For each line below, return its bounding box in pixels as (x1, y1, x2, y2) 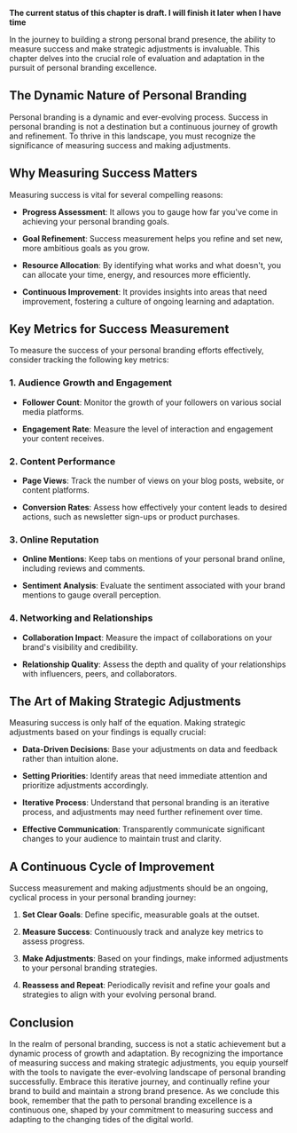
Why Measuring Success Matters (9, 166, 198, 181)
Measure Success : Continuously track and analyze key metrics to (21, 927, 264, 938)
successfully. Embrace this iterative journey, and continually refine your (9, 1076, 270, 1087)
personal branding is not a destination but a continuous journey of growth (9, 121, 277, 131)
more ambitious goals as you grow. (21, 242, 150, 253)
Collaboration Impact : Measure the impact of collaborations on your (21, 632, 273, 643)
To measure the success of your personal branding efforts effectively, (9, 345, 264, 356)
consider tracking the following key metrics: (9, 354, 169, 365)
